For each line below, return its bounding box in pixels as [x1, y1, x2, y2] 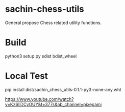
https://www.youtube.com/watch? [5, 96, 74, 102]
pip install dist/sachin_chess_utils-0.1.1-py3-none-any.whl [5, 86, 121, 92]
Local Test [5, 70, 48, 82]
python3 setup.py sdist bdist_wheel [5, 53, 77, 59]
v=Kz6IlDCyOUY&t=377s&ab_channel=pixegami [5, 101, 102, 107]
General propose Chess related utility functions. [5, 20, 102, 26]
